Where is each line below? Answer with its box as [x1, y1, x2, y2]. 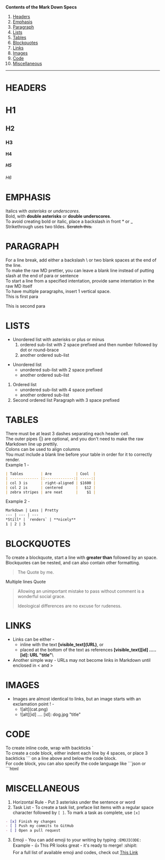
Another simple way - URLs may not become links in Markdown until [12, 657, 151, 663]
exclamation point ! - [12, 701, 54, 707]
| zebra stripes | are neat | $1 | [5, 490, 96, 495]
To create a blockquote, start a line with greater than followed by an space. [5, 554, 158, 560]
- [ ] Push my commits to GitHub [5, 824, 74, 829]
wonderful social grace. [17, 593, 66, 599]
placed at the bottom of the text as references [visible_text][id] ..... [20, 647, 156, 652]
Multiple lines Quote [5, 578, 46, 584]
